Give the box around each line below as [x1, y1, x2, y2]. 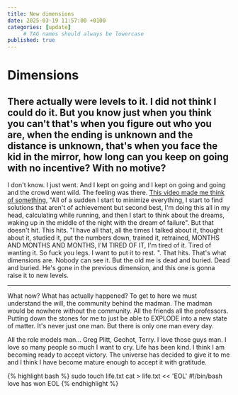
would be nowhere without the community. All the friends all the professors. [7, 306, 229, 316]
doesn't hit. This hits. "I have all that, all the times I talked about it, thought [7, 226, 223, 235]
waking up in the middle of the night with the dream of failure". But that [7, 218, 214, 227]
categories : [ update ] [7, 23, 72, 30]
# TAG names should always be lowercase [23, 30, 144, 38]
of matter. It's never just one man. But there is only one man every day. [7, 322, 214, 330]
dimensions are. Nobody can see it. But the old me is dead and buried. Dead [7, 256, 230, 265]
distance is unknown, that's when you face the [7, 140, 218, 152]
